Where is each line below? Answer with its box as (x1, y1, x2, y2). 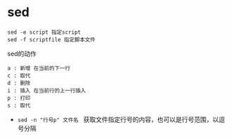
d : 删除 (7, 79, 31, 86)
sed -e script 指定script (7, 29, 81, 36)
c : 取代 (7, 72, 31, 79)
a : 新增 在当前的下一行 (7, 65, 70, 72)
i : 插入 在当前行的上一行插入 (7, 87, 86, 94)
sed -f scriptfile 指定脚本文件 (7, 36, 96, 43)
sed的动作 (7, 49, 37, 58)
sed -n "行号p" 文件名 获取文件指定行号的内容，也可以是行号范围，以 (17, 115, 219, 124)
